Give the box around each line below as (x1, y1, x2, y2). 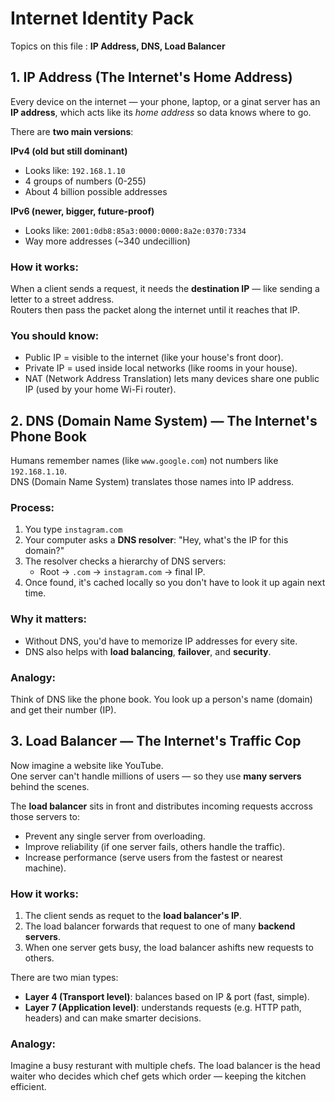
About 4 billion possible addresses (24, 185, 168, 197)
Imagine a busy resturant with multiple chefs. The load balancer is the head (10, 1060, 321, 1072)
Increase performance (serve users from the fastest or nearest (24, 851, 283, 863)
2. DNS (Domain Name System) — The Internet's (10, 412, 318, 429)
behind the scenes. (10, 780, 90, 792)
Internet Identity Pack (10, 7, 195, 30)
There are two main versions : (10, 125, 134, 137)
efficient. (10, 1081, 47, 1093)
